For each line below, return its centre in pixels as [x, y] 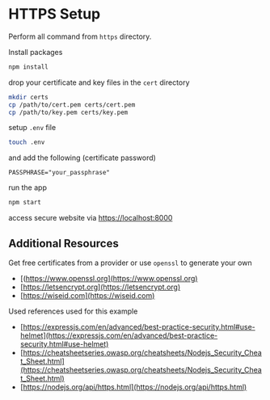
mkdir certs [28, 97]
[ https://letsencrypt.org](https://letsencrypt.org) [100, 287]
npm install [28, 67]
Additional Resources [63, 243]
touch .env [27, 142]
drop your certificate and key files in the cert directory [99, 82]
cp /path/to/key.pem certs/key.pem [68, 112]
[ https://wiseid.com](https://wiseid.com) [87, 295]
